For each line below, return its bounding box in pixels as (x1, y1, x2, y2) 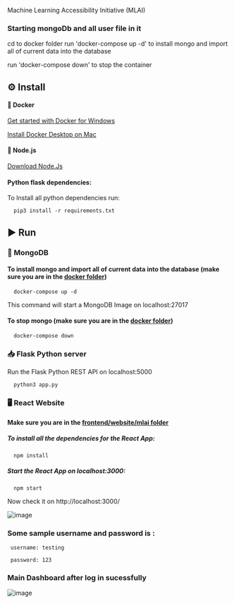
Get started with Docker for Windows (7, 116, 115, 125)
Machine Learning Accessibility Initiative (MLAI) (7, 6, 146, 14)
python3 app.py (13, 381, 58, 388)
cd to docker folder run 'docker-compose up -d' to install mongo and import (7, 39, 228, 48)
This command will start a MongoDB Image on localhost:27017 (7, 300, 189, 309)
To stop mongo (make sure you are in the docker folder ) (7, 316, 173, 325)
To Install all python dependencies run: (7, 194, 120, 202)
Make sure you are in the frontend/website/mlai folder (7, 418, 169, 426)
